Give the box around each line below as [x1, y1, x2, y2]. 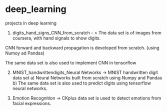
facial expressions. [12, 100, 51, 106]
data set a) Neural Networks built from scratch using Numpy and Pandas [12, 74, 162, 80]
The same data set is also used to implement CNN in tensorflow [5, 59, 136, 65]
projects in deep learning [5, 20, 56, 26]
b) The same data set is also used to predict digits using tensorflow [12, 80, 151, 86]
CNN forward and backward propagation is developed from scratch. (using [5, 44, 160, 50]
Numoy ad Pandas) [5, 50, 45, 56]
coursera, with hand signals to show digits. [12, 35, 101, 41]
